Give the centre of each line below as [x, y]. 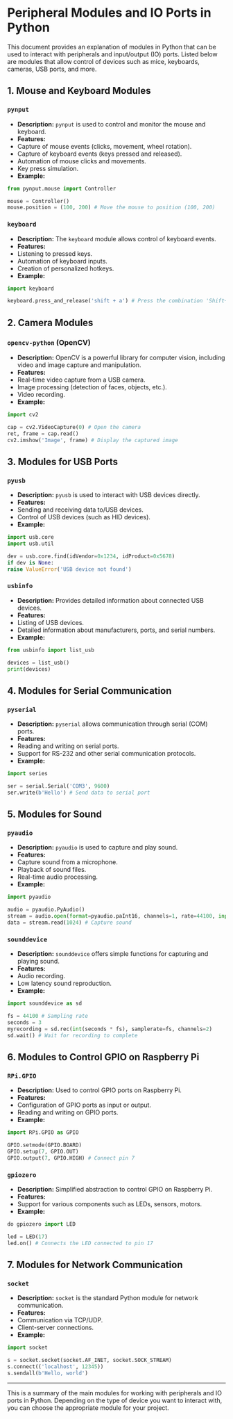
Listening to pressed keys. [55, 253]
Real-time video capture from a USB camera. [81, 380]
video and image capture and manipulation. [79, 365]
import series [28, 774]
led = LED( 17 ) [28, 1237]
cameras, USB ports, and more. [52, 69]
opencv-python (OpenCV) [49, 342]
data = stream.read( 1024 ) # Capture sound [69, 923]
